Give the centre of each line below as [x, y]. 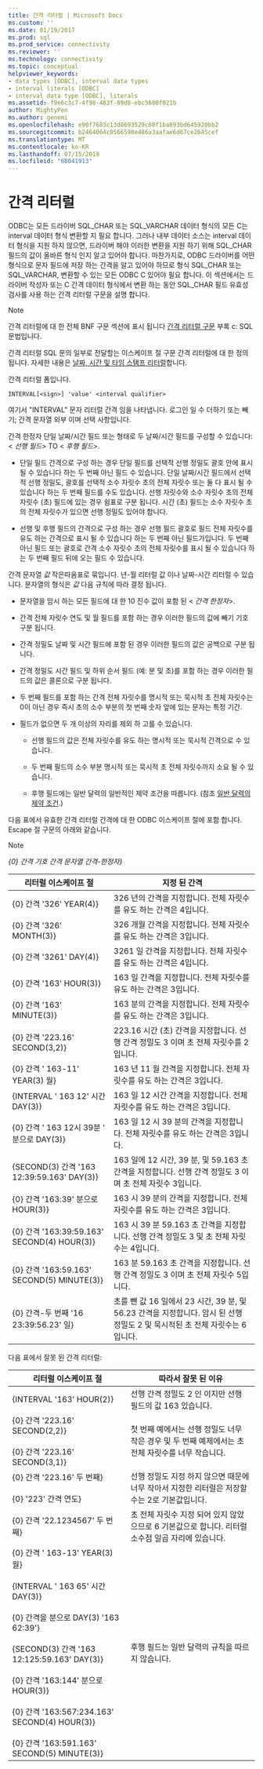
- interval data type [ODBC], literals [73, 96]
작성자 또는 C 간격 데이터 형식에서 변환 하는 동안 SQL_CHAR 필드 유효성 [139, 285]
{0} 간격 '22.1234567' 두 [58, 1521]
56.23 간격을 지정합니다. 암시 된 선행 [178, 1313]
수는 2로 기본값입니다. [169, 1500]
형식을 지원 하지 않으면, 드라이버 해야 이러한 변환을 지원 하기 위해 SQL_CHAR [134, 246]
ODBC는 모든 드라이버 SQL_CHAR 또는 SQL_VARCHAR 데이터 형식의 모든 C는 [128, 226]
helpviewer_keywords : [43, 74]
